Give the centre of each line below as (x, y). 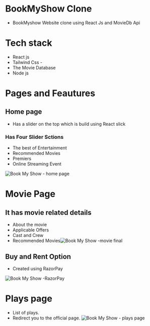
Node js (21, 73)
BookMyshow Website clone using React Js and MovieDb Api (76, 23)
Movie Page (30, 194)
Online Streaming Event (37, 164)
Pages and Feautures (50, 93)
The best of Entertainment (40, 148)
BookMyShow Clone (49, 9)
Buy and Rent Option (38, 256)
